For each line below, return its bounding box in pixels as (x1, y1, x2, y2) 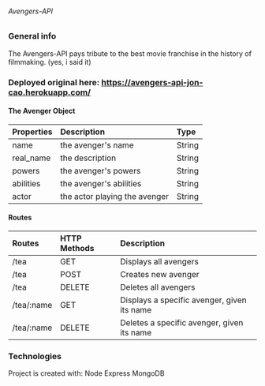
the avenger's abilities (60, 178, 142, 189)
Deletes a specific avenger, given (119, 317, 244, 328)
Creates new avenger (119, 268, 200, 279)
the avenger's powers (60, 165, 141, 176)
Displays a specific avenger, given (119, 294, 247, 305)
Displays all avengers (119, 256, 199, 267)
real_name (12, 152, 51, 163)
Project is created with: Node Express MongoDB (8, 369, 165, 378)
